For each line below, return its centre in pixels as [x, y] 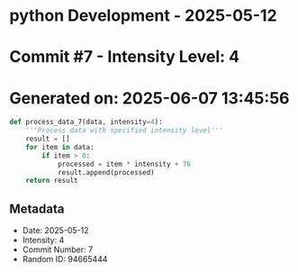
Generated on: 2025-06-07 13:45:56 [149, 98]
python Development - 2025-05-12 [143, 16]
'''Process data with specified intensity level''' [124, 131]
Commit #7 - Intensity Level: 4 [125, 57]
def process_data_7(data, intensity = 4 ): [86, 122]
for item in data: [60, 147]
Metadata [37, 209]
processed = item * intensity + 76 [124, 164]
